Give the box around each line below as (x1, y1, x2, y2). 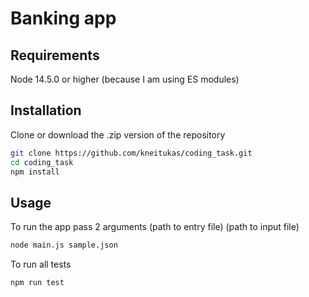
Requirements (10, 47, 100, 64)
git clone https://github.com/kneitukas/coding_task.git (10, 148, 253, 158)
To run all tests (10, 258, 72, 271)
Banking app (10, 7, 117, 30)
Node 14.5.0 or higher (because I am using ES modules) (10, 73, 240, 85)
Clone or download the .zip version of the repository (10, 128, 226, 141)
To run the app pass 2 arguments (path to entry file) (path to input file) (10, 221, 300, 233)
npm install (10, 167, 60, 177)
